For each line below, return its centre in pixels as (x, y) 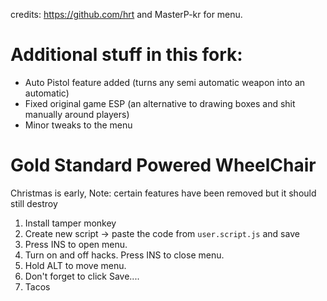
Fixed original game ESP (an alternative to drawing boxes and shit (160, 103)
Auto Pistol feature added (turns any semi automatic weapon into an (165, 82)
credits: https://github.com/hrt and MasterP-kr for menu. (126, 14)
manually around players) (77, 114)
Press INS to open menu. (76, 244)
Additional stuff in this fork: (126, 55)
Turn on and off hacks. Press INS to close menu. (124, 255)
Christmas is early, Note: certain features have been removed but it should (163, 193)
